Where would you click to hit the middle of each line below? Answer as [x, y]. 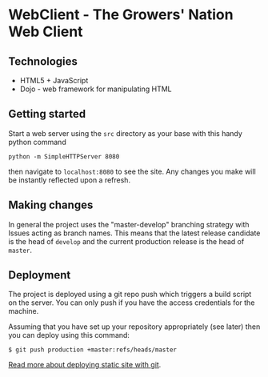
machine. [24, 311]
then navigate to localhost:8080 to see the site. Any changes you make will [132, 171]
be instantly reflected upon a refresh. [69, 180]
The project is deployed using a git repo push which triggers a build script [130, 295]
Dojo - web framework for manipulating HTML [96, 89]
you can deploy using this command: [69, 335]
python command [37, 142]
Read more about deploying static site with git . [85, 365]
